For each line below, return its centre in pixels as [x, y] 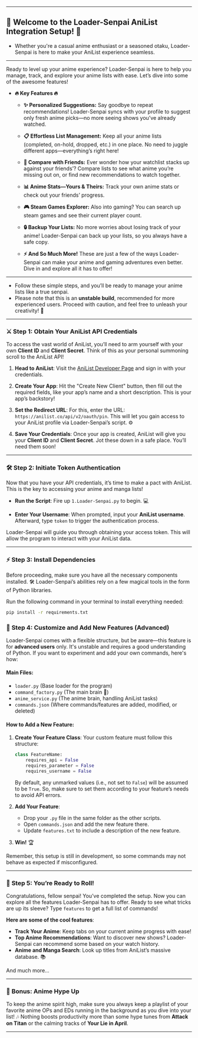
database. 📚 [30, 957]
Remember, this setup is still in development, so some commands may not [96, 856]
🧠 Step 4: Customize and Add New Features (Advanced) [88, 627]
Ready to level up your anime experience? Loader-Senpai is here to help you [99, 69]
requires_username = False [59, 771]
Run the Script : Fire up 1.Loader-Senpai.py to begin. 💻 [82, 501]
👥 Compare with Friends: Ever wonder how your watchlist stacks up [106, 162]
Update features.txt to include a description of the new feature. [102, 830]
